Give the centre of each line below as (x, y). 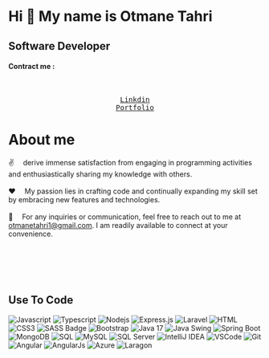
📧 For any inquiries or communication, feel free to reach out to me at (125, 217)
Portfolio (135, 107)
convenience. (31, 234)
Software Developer (59, 46)
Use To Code (41, 300)
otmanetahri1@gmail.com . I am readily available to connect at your (118, 225)
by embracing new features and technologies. (84, 199)
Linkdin (135, 99)
